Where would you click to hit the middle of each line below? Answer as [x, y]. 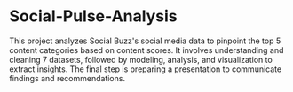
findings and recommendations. [67, 78]
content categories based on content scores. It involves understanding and [146, 50]
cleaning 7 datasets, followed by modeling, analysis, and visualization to [141, 59]
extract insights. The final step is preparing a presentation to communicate [146, 69]
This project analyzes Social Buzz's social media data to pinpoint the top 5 [145, 41]
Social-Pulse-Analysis [93, 16]
